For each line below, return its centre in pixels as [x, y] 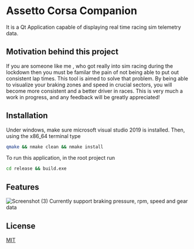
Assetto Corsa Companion [72, 11]
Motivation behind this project [62, 52]
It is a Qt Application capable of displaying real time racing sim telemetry [94, 27]
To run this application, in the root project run [61, 158]
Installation [27, 116]
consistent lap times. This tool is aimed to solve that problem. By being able [97, 78]
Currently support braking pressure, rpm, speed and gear [119, 201]
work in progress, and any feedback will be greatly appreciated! [83, 97]
